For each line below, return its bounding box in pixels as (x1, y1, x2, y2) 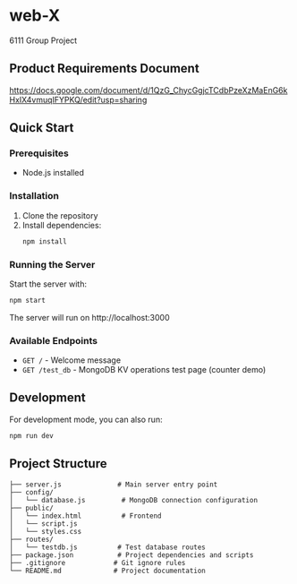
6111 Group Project (9, 35, 78, 46)
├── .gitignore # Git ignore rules (9, 558, 186, 567)
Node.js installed (21, 167, 85, 178)
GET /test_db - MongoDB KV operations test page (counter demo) (21, 365, 267, 375)
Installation (9, 190, 60, 202)
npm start (9, 296, 47, 305)
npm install (21, 236, 67, 246)
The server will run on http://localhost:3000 (9, 312, 170, 322)
